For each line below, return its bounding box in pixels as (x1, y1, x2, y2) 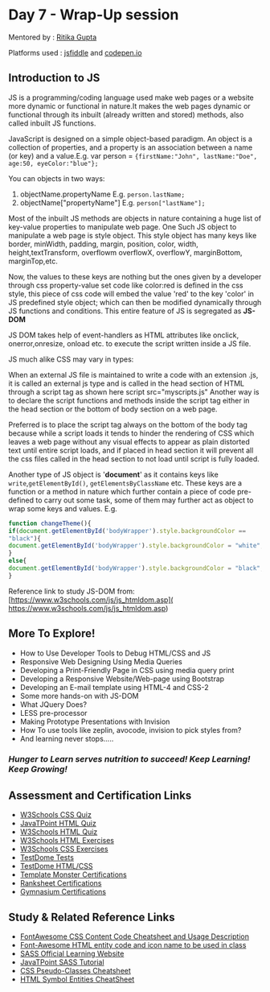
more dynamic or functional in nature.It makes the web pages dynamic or (8, 101, 251, 110)
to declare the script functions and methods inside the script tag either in (8, 395, 250, 405)
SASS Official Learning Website (19, 949, 125, 959)
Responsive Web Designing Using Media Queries (19, 656, 182, 666)
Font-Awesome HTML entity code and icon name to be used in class (19, 940, 247, 950)
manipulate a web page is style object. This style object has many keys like (8, 230, 257, 240)
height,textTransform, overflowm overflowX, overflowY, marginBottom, (8, 247, 243, 257)
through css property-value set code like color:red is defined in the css (8, 280, 243, 290)
